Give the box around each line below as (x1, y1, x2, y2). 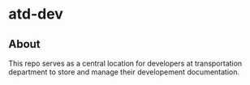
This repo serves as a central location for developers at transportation (8, 58, 243, 68)
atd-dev (8, 5, 63, 23)
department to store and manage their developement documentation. (8, 67, 240, 77)
